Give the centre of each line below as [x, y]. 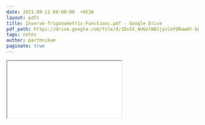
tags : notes [21, 35]
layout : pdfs [23, 18]
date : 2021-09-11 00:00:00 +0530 [50, 12]
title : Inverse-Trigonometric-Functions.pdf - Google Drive [85, 23]
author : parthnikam [31, 40]
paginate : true [26, 46]
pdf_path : [19, 29]
